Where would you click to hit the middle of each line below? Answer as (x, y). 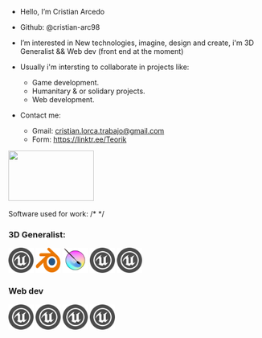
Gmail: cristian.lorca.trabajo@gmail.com (98, 131)
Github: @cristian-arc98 (60, 27)
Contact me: (41, 115)
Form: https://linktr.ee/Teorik (79, 139)
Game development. (65, 82)
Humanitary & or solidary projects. (89, 91)
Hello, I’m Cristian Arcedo (62, 12)
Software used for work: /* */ (56, 214)
